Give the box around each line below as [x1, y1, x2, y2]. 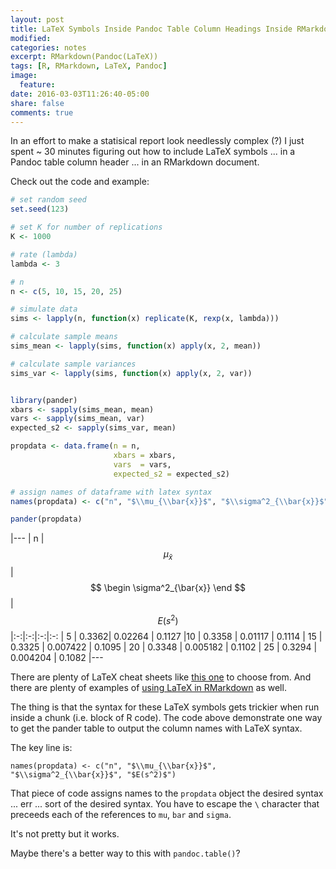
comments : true [10, 107, 74, 118]
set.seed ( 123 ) [10, 204, 70, 215]
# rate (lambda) [10, 249, 78, 260]
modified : [10, 33, 52, 43]
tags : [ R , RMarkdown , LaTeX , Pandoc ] [10, 61, 168, 71]
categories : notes [10, 42, 87, 53]
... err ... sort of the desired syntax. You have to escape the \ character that [10, 797, 320, 810]
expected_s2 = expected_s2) [113, 469, 230, 479]
